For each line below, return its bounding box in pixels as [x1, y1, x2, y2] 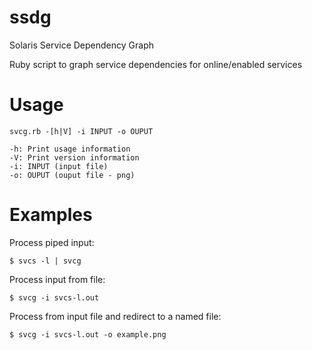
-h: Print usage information [9, 144, 131, 154]
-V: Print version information [9, 152, 140, 163]
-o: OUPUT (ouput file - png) [9, 170, 136, 180]
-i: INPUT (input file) [9, 161, 109, 171]
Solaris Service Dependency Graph [9, 39, 154, 51]
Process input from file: [9, 273, 106, 285]
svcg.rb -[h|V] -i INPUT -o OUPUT [9, 126, 154, 136]
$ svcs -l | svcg [9, 256, 82, 266]
